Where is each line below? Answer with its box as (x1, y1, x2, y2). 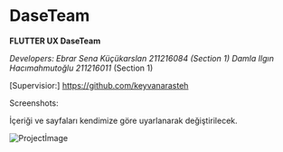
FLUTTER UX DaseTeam (9, 35, 101, 46)
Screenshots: (9, 97, 59, 109)
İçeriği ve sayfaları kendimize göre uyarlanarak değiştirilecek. (9, 115, 238, 126)
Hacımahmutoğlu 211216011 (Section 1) (9, 62, 154, 73)
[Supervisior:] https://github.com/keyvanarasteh (9, 80, 189, 90)
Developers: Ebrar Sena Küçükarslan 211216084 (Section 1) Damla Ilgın (9, 52, 274, 63)
